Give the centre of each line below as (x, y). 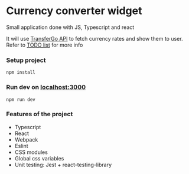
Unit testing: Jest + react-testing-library (63, 165)
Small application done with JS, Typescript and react (70, 27)
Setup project (26, 60)
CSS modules (31, 152)
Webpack (26, 139)
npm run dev (21, 99)
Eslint (21, 146)
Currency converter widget (74, 11)
